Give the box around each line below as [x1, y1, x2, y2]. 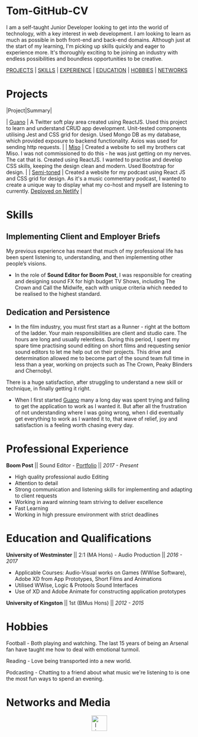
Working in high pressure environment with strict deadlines [14, 510, 158, 518]
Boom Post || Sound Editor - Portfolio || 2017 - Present [6, 461, 139, 468]
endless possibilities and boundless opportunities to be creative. [6, 55, 163, 62]
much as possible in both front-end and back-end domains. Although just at [6, 36, 191, 43]
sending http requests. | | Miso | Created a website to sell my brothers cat [6, 143, 186, 150]
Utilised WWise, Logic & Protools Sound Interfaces [14, 581, 138, 589]
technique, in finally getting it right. [6, 384, 91, 392]
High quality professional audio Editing [14, 473, 109, 480]
